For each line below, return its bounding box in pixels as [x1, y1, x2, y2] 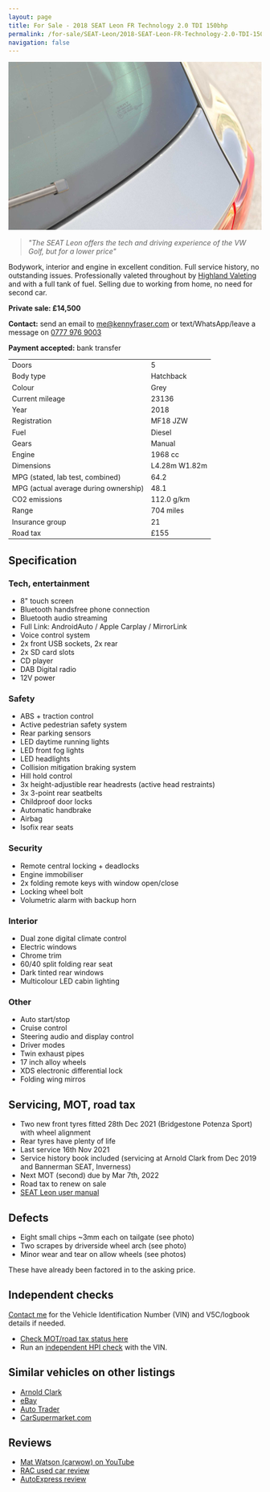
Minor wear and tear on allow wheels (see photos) [19, 1249, 186, 1259]
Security [8, 843, 43, 854]
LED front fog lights [19, 745, 84, 756]
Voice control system [19, 630, 91, 640]
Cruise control [19, 1023, 67, 1033]
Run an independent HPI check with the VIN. [19, 1342, 168, 1352]
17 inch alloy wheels [19, 1057, 87, 1067]
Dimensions [11, 461, 51, 471]
